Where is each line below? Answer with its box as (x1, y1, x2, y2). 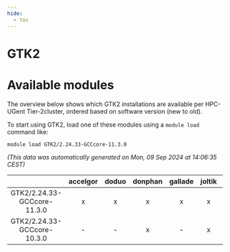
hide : (7, 10, 23, 17)
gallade (168, 176, 194, 186)
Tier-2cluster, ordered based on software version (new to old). (26, 107, 203, 115)
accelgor (68, 176, 98, 186)
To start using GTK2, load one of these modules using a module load (7, 121, 200, 129)
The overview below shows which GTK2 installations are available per (7, 100, 204, 108)
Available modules (7, 77, 114, 92)
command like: (7, 127, 49, 136)
